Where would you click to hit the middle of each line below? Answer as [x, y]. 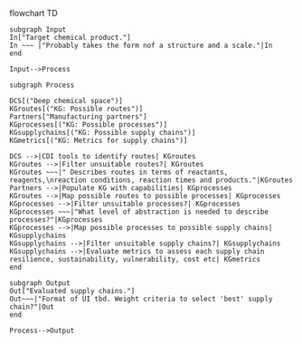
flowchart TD [34, 13]
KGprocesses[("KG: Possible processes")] [89, 125]
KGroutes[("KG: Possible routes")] [76, 109]
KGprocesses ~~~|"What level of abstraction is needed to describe [139, 212]
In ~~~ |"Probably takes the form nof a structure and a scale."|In [141, 45]
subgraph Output [40, 283]
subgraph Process [42, 85]
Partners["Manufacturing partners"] [78, 117]
